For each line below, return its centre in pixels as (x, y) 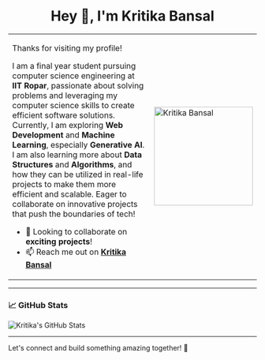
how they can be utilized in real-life (78, 174)
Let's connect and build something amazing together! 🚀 (98, 348)
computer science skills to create (74, 105)
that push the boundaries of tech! (74, 214)
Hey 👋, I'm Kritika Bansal (132, 16)
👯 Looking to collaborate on (77, 231)
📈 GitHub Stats (38, 305)
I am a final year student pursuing (74, 66)
